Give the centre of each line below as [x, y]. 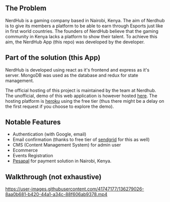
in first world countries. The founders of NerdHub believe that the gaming [82, 31]
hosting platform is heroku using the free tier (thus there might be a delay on [85, 101]
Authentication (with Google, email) [49, 134]
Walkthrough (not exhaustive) [53, 177]
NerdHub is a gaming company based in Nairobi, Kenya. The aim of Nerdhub [85, 20]
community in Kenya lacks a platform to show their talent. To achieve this [81, 36]
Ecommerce [25, 150]
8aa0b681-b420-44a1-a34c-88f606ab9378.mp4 [56, 194]
